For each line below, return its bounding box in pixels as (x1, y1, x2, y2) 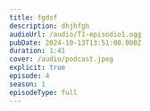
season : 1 (9, 80, 46, 89)
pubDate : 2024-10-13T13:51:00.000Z (9, 38, 142, 47)
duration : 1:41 (9, 47, 66, 55)
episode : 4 (9, 72, 50, 81)
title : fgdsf (9, 13, 58, 22)
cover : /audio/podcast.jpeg (9, 55, 114, 64)
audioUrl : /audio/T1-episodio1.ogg (9, 30, 142, 38)
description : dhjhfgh (9, 21, 90, 30)
